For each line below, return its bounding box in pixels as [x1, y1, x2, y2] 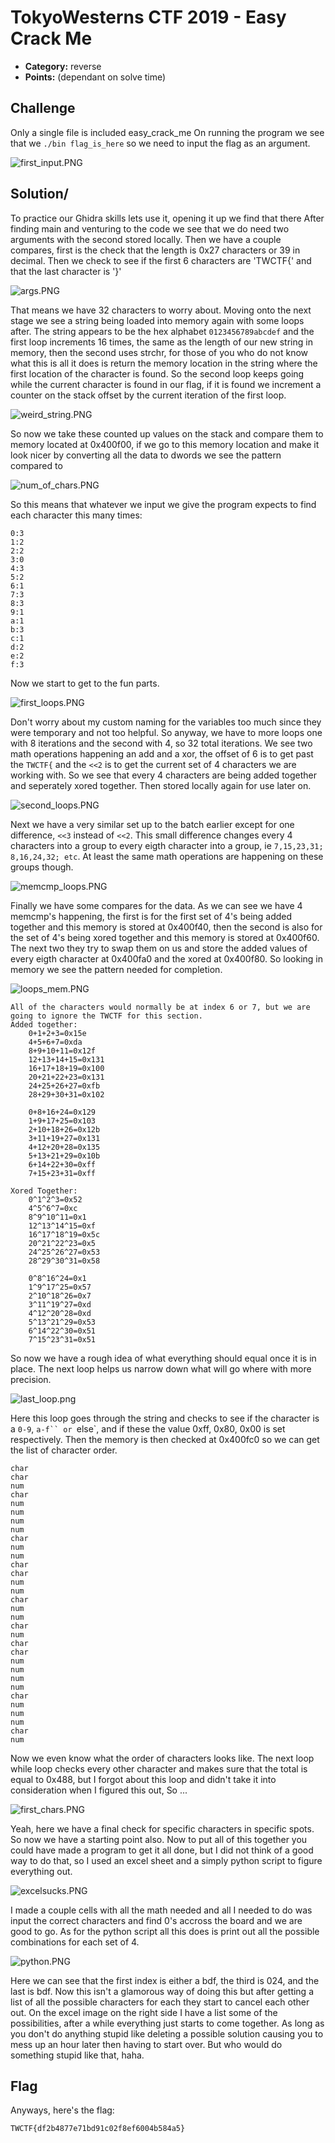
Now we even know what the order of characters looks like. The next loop [10, 1752, 315, 1764]
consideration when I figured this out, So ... [10, 1784, 188, 1796]
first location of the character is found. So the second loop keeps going [10, 367, 305, 380]
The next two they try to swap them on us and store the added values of [10, 942, 308, 954]
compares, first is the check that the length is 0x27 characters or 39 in [10, 244, 301, 256]
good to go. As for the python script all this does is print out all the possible [10, 1925, 320, 1937]
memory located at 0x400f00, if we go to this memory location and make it [10, 438, 320, 450]
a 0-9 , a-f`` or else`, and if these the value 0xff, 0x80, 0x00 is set [10, 1422, 286, 1435]
